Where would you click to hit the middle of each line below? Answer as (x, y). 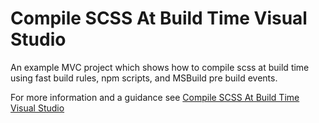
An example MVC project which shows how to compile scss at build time (160, 67)
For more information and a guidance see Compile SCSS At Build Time (155, 97)
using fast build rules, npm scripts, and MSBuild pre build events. (144, 78)
